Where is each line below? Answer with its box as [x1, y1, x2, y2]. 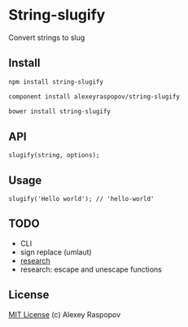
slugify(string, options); [8, 151, 100, 159]
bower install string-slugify [8, 107, 111, 116]
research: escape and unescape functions [20, 264, 163, 274]
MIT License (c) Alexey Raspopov [8, 309, 121, 319]
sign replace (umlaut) [20, 246, 92, 257]
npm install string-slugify [8, 77, 104, 86]
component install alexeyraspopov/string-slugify [8, 92, 181, 101]
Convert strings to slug [8, 33, 85, 42]
